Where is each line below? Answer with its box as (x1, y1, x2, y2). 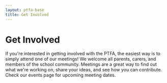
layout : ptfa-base (5, 7, 44, 13)
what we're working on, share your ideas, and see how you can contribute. (5, 67, 162, 73)
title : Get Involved (5, 12, 49, 17)
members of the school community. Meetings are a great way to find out (5, 61, 157, 67)
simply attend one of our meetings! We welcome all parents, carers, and (5, 56, 156, 62)
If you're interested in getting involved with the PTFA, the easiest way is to (5, 51, 160, 57)
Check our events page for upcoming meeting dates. (5, 72, 116, 78)
